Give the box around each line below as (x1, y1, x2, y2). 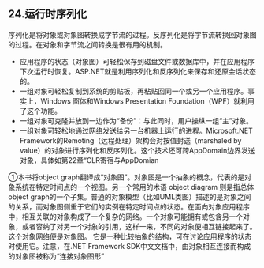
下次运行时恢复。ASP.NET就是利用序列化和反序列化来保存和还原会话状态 (19, 66, 256, 76)
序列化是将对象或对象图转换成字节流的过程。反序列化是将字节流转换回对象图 (8, 30, 257, 40)
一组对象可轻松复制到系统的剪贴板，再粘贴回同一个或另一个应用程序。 (19, 86, 248, 96)
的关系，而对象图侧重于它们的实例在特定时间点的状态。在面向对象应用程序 (8, 202, 250, 211)
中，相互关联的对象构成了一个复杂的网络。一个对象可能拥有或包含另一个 (8, 212, 243, 221)
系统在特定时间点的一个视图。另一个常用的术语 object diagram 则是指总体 (14, 182, 255, 191)
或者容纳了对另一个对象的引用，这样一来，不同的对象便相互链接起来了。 (21, 221, 257, 231)
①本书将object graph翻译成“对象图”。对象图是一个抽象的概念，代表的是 (8, 172, 245, 182)
